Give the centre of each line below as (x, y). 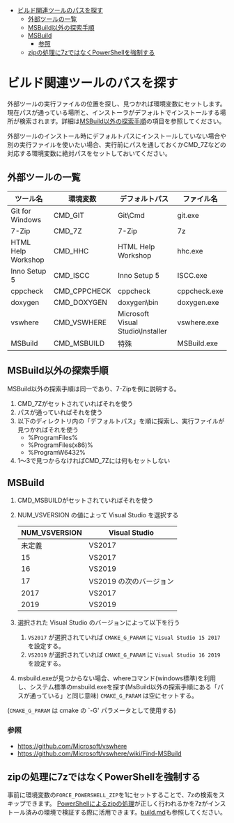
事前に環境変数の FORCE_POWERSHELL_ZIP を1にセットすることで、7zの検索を (113, 795)
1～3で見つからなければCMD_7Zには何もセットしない (94, 460)
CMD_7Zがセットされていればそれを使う (75, 403)
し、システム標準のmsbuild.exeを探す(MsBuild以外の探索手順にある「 (117, 687)
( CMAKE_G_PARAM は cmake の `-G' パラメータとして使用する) (92, 711)
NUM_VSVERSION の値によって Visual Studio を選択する (98, 515)
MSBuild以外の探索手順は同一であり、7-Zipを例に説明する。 (94, 389)
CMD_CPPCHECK (82, 291)
